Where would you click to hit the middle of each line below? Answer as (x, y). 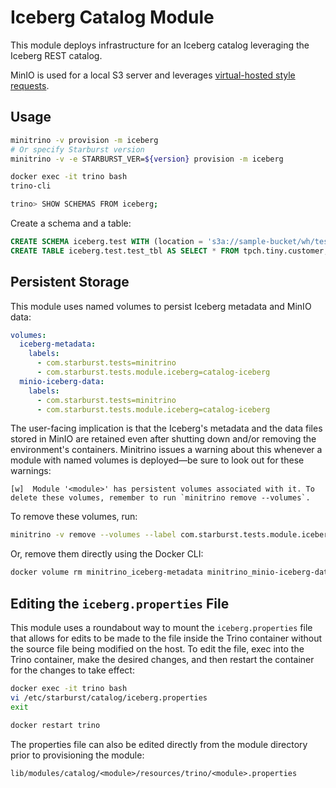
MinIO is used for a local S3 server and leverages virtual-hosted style (153, 75)
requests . (30, 85)
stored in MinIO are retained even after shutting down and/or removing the (163, 439)
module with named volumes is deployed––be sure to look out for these (157, 460)
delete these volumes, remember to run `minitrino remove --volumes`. (160, 498)
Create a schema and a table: (71, 223)
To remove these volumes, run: (74, 517)
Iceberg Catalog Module (112, 17)
